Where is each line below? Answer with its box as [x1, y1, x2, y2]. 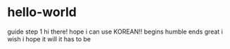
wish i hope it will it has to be [7, 34, 91, 43]
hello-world [7, 4, 77, 20]
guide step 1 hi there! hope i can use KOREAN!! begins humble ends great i [7, 27, 223, 36]
